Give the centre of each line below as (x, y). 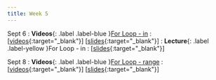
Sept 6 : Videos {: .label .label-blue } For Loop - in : (80, 33)
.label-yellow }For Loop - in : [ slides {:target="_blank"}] (86, 48)
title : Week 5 (28, 14)
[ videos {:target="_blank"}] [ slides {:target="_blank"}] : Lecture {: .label (108, 41)
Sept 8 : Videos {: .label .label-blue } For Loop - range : (85, 62)
